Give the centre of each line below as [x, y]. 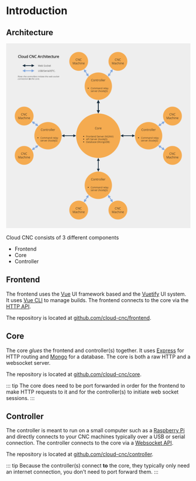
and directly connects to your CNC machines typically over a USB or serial [96, 437]
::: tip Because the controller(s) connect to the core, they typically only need [98, 466]
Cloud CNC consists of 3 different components [63, 238]
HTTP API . [18, 306]
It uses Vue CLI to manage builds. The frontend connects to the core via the [97, 300]
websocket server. [28, 363]
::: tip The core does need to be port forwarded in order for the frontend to [96, 385]
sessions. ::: [20, 398]
